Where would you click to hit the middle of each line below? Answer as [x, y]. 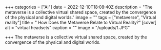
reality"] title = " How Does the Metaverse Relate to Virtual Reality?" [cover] [81, 22]
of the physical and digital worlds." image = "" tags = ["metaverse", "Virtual [80, 17]
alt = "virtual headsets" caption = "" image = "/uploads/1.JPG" [68, 28]
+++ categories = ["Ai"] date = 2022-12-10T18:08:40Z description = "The [79, 7]
